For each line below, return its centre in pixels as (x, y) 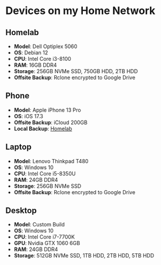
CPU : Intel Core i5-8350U (45, 173)
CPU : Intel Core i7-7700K (44, 237)
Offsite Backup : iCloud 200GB (51, 122)
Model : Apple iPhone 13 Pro (47, 110)
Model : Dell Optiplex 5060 (45, 46)
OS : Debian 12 (31, 53)
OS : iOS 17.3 (28, 116)
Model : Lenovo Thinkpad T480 (51, 161)
